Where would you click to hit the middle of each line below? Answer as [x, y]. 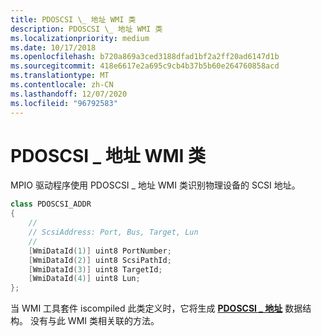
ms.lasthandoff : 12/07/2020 [69, 94]
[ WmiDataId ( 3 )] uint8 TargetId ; [95, 269]
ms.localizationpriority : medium [80, 38]
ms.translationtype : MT [60, 76]
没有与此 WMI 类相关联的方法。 [94, 321]
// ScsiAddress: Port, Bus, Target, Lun [113, 232]
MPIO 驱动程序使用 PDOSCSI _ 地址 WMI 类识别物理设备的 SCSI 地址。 [155, 185]
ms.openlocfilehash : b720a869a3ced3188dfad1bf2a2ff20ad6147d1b [145, 57]
